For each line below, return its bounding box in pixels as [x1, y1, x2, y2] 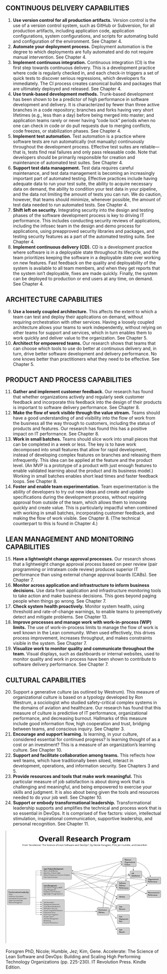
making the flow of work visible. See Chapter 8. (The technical [12, 515, 140, 521]
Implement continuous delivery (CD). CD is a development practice [12, 244, 153, 250]
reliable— [140, 143, 160, 149]
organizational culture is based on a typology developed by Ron [12, 695, 143, 700]
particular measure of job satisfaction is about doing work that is [12, 779, 145, 785]
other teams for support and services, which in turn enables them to [12, 330, 152, 336]
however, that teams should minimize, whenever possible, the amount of [12, 196, 161, 203]
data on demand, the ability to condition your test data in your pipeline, [12, 186, 158, 192]
